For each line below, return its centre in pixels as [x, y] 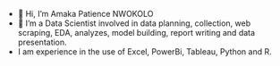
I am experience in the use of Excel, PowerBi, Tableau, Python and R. [145, 52]
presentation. [42, 42]
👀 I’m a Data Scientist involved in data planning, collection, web [134, 23]
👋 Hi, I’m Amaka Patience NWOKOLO [85, 14]
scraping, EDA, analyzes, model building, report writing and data [136, 33]
